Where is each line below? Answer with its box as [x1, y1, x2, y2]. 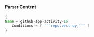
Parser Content [5, 4, 36, 10]
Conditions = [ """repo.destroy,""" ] [11, 23, 90, 28]
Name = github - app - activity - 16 [5, 19, 68, 24]
